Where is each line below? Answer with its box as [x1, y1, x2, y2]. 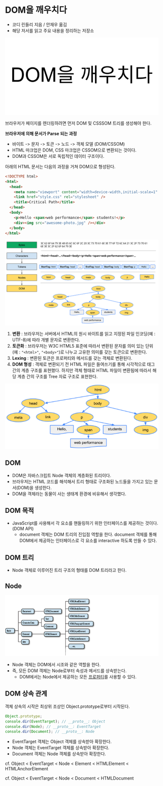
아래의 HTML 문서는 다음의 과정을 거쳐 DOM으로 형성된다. [5, 163, 116, 169]
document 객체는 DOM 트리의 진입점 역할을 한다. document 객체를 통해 [19, 531, 157, 538]
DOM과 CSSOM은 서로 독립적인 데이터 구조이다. [12, 153, 105, 159]
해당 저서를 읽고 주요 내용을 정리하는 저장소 [12, 27, 94, 33]
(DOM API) [12, 526, 34, 532]
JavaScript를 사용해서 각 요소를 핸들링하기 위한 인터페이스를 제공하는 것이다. [12, 520, 159, 526]
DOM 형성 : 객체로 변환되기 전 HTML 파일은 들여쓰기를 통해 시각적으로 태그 [12, 361, 155, 367]
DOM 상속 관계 [5, 690, 48, 698]
